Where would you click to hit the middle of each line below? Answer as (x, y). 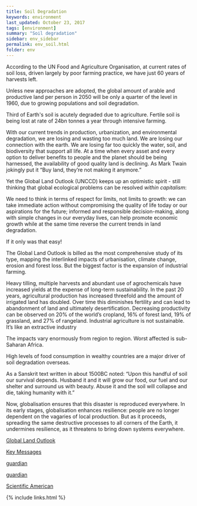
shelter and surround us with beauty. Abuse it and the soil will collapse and (97, 386)
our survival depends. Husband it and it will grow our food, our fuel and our (97, 380)
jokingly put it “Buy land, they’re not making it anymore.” (74, 170)
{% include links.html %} (36, 497)
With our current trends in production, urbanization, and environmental (91, 132)
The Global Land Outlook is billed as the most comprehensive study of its (94, 253)
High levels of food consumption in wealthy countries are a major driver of (96, 356)
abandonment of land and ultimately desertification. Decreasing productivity (98, 308)
